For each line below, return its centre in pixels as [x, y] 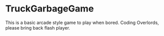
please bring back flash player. [38, 27]
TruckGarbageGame [49, 9]
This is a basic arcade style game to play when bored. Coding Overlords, [82, 22]
